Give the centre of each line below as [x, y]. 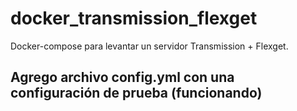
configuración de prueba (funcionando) [136, 93]
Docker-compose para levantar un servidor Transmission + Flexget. [149, 46]
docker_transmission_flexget [134, 18]
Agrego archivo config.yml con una [122, 77]
